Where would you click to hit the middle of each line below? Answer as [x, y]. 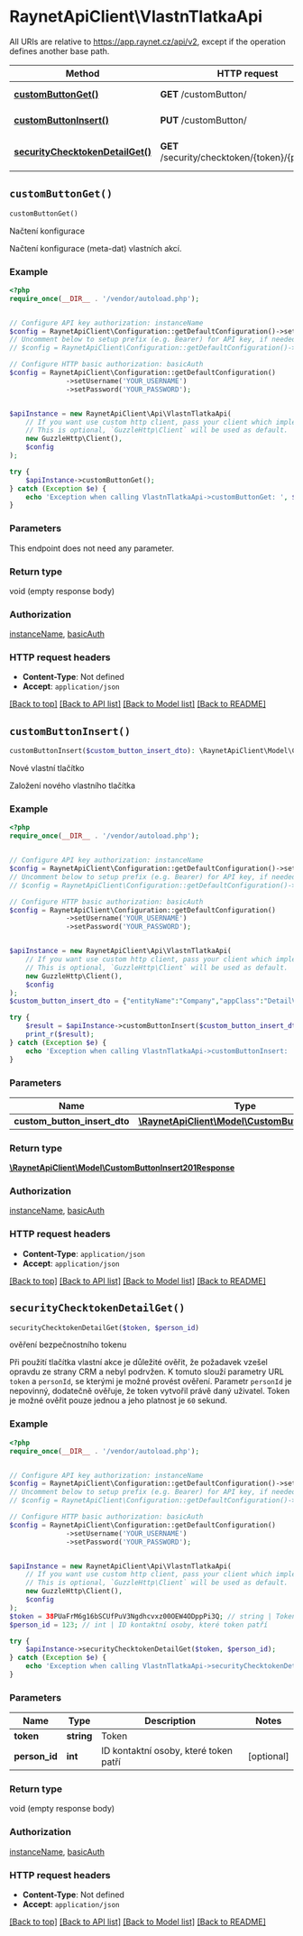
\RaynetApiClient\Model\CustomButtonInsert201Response [122, 1168]
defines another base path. [60, 50]
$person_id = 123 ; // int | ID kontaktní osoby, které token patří [139, 1625]
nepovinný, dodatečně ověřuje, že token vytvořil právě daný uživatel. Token [150, 1391]
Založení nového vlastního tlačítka [73, 785]
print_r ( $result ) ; [60, 1034]
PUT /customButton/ [204, 120]
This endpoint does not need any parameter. [92, 548]
